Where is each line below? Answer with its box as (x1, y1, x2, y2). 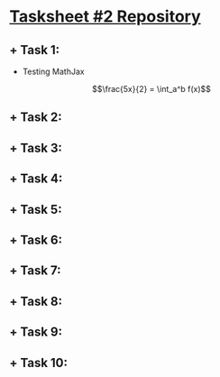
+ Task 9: (9, 325, 63, 340)
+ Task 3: (9, 140, 63, 155)
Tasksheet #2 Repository (9, 6, 201, 27)
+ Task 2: (9, 110, 63, 125)
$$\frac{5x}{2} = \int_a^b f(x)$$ (91, 84, 212, 94)
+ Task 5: (9, 201, 62, 217)
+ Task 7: (9, 263, 61, 279)
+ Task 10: (9, 354, 69, 371)
